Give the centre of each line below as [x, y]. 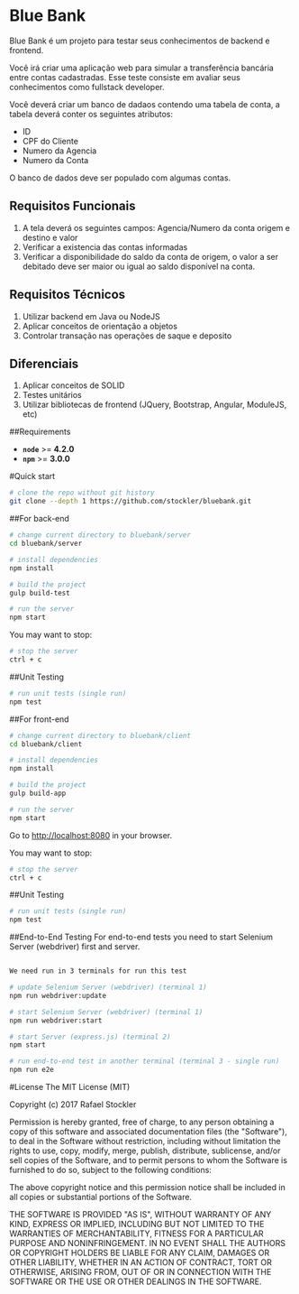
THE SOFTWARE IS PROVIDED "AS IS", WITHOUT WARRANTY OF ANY [140, 1214]
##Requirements [40, 432]
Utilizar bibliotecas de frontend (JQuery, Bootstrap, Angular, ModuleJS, [154, 405]
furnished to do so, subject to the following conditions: [110, 1170]
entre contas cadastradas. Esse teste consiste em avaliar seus [125, 77]
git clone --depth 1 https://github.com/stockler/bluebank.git [131, 502]
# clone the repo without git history [82, 493]
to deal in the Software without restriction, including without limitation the [145, 1141]
